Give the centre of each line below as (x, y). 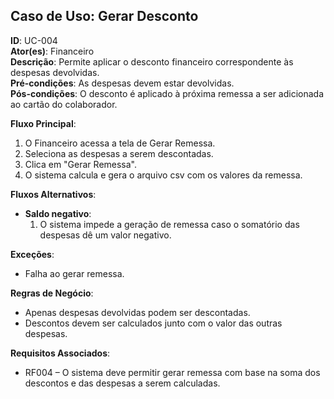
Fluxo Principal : (43, 123)
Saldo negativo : (58, 213)
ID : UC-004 (34, 40)
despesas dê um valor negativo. (105, 235)
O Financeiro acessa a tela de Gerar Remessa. (120, 143)
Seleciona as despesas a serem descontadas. (119, 153)
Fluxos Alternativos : (53, 194)
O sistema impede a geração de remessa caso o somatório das (169, 224)
